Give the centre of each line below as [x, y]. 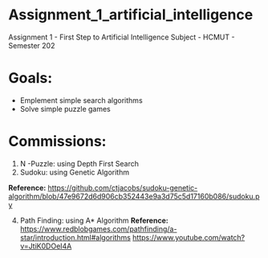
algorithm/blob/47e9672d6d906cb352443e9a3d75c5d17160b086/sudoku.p [134, 196]
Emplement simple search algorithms [81, 100]
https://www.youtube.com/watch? [189, 237]
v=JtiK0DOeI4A [46, 246]
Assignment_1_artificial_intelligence [131, 15]
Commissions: [57, 141]
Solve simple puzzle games [65, 109]
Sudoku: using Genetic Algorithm [75, 172]
